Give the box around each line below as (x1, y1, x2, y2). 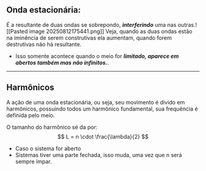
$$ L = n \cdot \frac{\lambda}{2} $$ (57, 133, 149, 140)
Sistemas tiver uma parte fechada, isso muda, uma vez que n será (15, 151, 182, 158)
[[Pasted (6, 27, 28, 35)
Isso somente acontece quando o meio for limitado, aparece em (15, 52, 179, 60)
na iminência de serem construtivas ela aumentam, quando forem (6, 34, 172, 42)
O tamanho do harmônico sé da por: (6, 123, 98, 131)
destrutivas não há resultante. (6, 40, 82, 48)
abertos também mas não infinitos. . (15, 59, 109, 66)
